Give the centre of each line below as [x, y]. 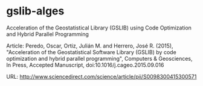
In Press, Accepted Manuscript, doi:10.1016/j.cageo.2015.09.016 [85, 65]
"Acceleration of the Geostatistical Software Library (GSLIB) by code [91, 52]
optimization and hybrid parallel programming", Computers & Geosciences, [99, 58]
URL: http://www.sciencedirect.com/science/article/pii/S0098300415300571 [101, 76]
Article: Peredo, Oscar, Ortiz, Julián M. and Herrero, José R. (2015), [90, 46]
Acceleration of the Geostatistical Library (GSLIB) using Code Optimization [99, 28]
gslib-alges [35, 11]
